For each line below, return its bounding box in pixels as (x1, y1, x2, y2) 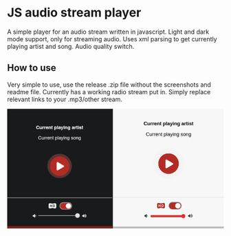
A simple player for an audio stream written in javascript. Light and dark (7, 28, 210, 36)
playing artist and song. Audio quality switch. (7, 42, 135, 50)
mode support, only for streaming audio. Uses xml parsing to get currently (7, 34, 218, 43)
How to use (7, 62, 56, 74)
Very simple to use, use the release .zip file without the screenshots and (7, 81, 212, 89)
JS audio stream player (7, 5, 142, 21)
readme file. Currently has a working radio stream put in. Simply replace (7, 87, 211, 96)
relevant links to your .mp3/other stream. (7, 95, 122, 103)
